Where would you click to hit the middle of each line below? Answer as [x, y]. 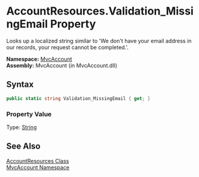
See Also [23, 146]
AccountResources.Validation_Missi [100, 11]
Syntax [20, 85]
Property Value [29, 114]
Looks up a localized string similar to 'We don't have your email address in [99, 41]
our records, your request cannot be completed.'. [68, 47]
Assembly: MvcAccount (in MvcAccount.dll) [62, 65]
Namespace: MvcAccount [39, 59]
